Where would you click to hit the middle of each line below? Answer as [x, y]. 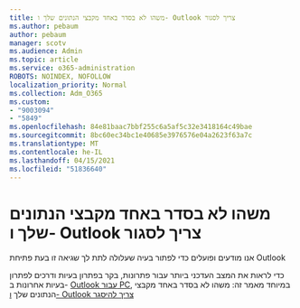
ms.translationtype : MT [54, 144]
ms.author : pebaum [44, 26]
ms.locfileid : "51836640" [58, 169]
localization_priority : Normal [68, 85]
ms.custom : [30, 102]
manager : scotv [38, 43]
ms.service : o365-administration [72, 69]
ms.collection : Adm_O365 [56, 93]
